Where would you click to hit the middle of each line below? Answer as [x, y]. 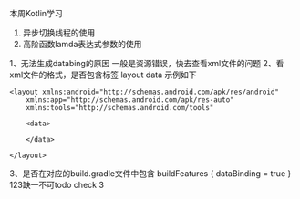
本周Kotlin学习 [36, 13]
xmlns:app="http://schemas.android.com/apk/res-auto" [130, 100]
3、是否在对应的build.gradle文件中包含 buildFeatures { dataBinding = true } [150, 174]
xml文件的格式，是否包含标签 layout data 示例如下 [103, 75]
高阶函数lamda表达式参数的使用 [82, 44]
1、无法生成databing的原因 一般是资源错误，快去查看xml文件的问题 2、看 [147, 63]
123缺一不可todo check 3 [57, 185]
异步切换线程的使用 [59, 33]
